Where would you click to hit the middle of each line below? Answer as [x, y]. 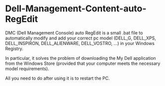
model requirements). [27, 68]
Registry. [14, 48]
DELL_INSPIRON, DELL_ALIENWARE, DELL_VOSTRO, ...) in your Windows [80, 43]
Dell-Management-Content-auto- [76, 9]
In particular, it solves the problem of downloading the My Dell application [81, 58]
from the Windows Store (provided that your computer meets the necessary [83, 63]
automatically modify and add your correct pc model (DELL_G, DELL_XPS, [81, 38]
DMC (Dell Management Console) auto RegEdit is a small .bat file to [74, 33]
